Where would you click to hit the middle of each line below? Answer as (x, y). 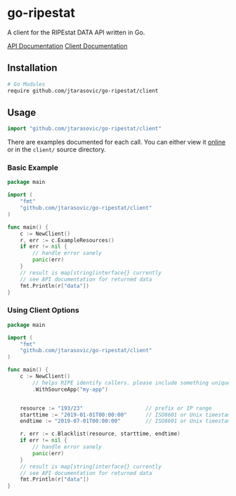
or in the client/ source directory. (57, 149)
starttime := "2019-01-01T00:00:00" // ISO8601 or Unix (111, 415)
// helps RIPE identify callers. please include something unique (132, 383)
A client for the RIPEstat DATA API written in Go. (76, 32)
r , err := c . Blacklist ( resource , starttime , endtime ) (100, 434)
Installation (32, 68)
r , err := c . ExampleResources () (67, 240)
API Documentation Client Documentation (67, 46)
